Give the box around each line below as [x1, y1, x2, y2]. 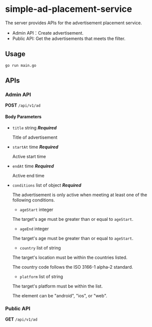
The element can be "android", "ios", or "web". [12, 292, 107, 298]
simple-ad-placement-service [5, 3, 132, 15]
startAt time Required [12, 144, 58, 150]
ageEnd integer [19, 226, 49, 232]
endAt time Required [12, 163, 54, 169]
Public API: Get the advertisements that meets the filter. [12, 36, 126, 41]
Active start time [12, 153, 46, 159]
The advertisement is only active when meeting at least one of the [12, 192, 148, 198]
